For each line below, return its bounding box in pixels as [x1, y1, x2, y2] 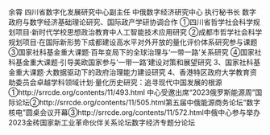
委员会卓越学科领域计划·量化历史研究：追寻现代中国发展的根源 [15, 78, 223, 87]
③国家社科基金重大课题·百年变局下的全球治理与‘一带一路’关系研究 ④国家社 [8, 47, 262, 57]
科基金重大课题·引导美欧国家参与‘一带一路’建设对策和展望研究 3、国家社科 [8, 58, 254, 67]
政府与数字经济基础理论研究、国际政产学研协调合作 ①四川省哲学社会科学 [8, 18, 254, 27]
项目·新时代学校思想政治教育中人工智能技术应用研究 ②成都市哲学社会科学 [15, 27, 263, 37]
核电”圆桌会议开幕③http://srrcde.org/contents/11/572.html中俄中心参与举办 [8, 108, 260, 117]
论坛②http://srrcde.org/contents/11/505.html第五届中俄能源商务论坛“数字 [15, 98, 260, 107]
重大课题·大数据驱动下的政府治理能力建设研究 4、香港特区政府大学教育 [15, 67, 251, 77]
